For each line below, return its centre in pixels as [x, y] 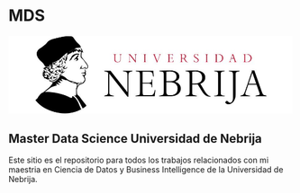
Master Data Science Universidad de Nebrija [135, 139]
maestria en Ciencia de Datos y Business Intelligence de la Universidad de [146, 170]
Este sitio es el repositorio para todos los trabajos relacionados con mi [139, 160]
